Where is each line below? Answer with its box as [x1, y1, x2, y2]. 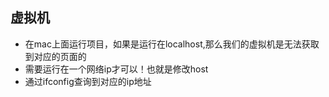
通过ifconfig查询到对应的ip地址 [24, 75, 152, 87]
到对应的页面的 [24, 50, 87, 62]
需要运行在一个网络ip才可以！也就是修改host [24, 63, 209, 75]
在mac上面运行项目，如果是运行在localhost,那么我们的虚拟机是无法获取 [24, 38, 320, 50]
